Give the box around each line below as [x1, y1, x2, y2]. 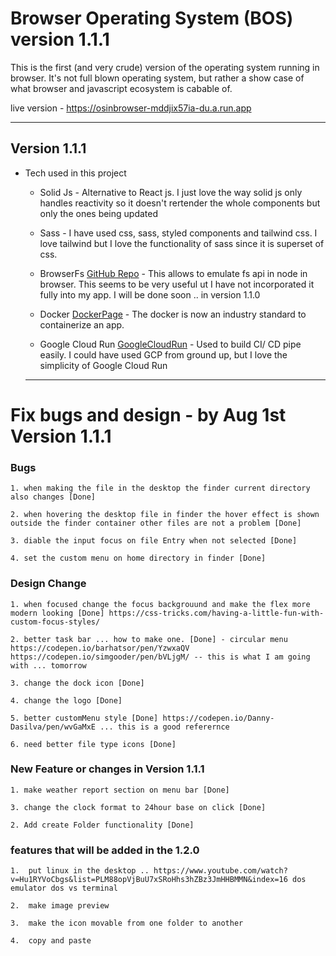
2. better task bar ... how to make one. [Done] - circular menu [10, 634, 288, 644]
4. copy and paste [10, 936, 92, 946]
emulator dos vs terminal [10, 883, 118, 894]
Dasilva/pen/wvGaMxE [10, 722, 97, 732]
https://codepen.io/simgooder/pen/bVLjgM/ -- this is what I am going [10, 652, 311, 662]
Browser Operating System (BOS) [10, 7, 294, 30]
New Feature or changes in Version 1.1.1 [10, 762, 205, 776]
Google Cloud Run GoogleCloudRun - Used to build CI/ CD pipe [39, 338, 302, 350]
